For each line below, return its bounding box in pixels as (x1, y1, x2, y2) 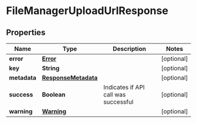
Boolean (42, 91, 66, 98)
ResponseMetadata (42, 74, 98, 81)
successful (103, 98, 134, 106)
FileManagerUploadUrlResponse (6, 4, 169, 18)
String (42, 64, 60, 72)
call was (103, 91, 126, 98)
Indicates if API (103, 83, 145, 91)
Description (113, 45, 147, 53)
